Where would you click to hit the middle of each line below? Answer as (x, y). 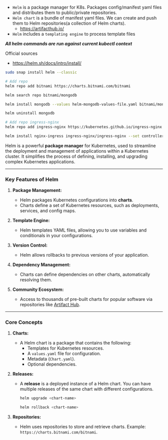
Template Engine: (31, 221)
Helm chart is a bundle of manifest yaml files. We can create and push (84, 18)
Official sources (21, 53)
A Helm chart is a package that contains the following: (75, 343)
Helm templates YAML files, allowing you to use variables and (83, 230)
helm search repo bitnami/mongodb (41, 95)
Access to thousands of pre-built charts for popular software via (86, 299)
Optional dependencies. (52, 364)
